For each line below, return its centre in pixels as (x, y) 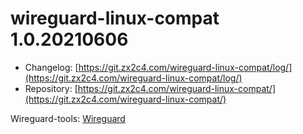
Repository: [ (51, 88)
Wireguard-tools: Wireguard (68, 118)
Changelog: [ (51, 67)
